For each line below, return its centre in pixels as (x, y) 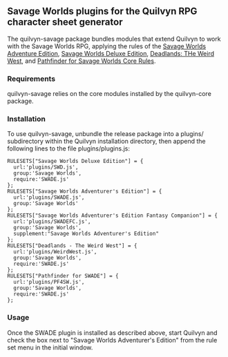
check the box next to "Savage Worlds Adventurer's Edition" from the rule (112, 340)
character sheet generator (65, 22)
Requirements (31, 79)
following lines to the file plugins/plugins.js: (68, 148)
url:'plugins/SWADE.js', (49, 197)
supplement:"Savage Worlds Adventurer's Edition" (86, 234)
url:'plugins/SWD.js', (46, 167)
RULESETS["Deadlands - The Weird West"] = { (72, 246)
